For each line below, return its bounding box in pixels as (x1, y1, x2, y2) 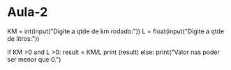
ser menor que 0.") (7, 55, 61, 63)
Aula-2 (7, 4, 48, 20)
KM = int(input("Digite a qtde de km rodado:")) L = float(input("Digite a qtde (7, 27, 225, 35)
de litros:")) (7, 34, 40, 42)
